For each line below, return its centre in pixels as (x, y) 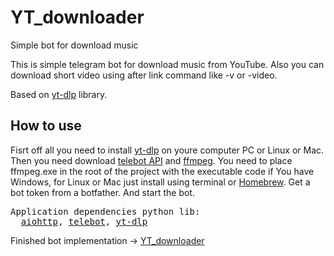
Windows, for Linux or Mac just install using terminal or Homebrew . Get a (160, 182)
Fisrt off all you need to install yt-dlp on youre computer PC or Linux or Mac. (167, 150)
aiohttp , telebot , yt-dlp (84, 221)
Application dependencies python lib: (105, 211)
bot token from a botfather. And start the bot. (102, 192)
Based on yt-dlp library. (59, 94)
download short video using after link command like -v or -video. (144, 75)
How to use (46, 126)
